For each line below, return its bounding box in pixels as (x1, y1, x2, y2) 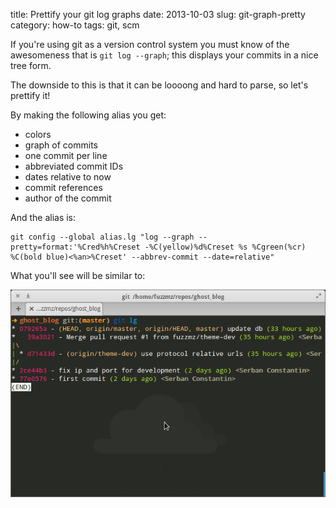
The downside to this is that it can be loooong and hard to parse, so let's (10, 79, 309, 91)
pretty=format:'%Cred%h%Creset (10, 242, 141, 252)
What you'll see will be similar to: (10, 270, 146, 281)
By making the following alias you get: (10, 109, 167, 121)
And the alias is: (10, 212, 77, 223)
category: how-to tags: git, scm (10, 19, 140, 31)
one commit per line (24, 150, 108, 161)
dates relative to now (24, 171, 112, 183)
